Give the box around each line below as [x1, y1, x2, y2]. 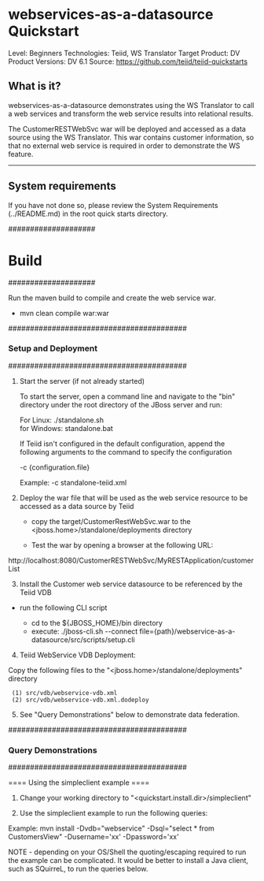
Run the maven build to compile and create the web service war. [8, 293, 216, 303]
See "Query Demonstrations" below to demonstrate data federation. [19, 709, 240, 719]
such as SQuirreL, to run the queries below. [8, 864, 148, 874]
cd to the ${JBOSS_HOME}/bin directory [31, 618, 163, 627]
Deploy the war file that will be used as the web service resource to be [19, 493, 248, 502]
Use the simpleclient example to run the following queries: [19, 809, 208, 818]
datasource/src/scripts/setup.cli [31, 634, 135, 644]
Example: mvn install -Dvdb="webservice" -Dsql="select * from [8, 823, 214, 833]
